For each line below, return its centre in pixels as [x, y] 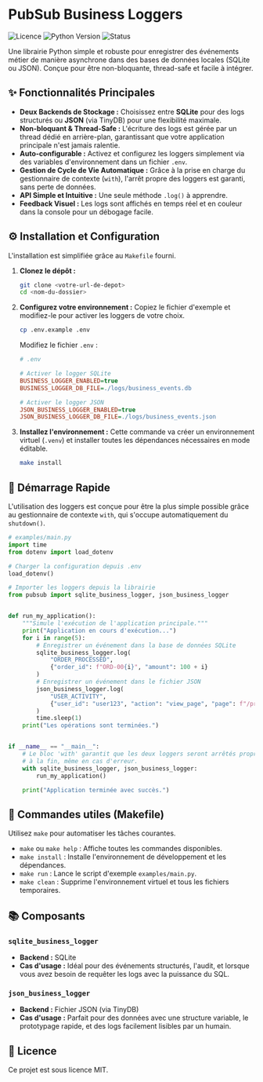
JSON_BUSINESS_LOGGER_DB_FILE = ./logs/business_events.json [118, 417]
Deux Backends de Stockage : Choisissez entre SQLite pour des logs [132, 111]
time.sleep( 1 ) [59, 718]
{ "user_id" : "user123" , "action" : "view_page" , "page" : [143, 704]
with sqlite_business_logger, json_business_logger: [110, 768]
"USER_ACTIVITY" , [78, 696]
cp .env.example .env [54, 330]
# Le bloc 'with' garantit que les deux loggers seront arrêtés [129, 754]
